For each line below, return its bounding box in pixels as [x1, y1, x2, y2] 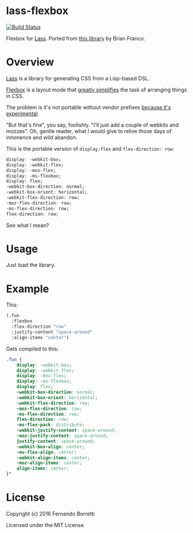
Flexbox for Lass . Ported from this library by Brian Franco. [6, 35, 146, 42]
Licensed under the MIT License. [6, 521, 85, 528]
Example [6, 282, 49, 296]
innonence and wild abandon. [6, 134, 78, 141]
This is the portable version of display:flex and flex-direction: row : [6, 145, 174, 152]
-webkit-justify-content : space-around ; [16, 427, 116, 433]
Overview [6, 56, 54, 69]
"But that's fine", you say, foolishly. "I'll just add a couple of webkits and [6, 121, 179, 128]
